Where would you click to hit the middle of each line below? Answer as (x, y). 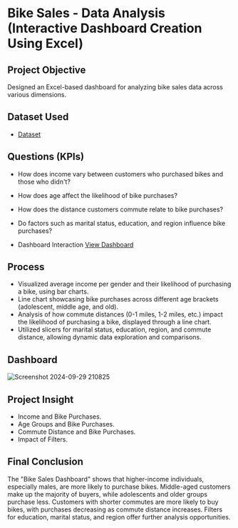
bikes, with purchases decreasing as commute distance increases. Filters (115, 509)
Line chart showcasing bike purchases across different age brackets (118, 299)
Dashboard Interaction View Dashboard (76, 244)
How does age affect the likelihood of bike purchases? (98, 195)
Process (26, 267)
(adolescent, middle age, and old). (68, 307)
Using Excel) (46, 44)
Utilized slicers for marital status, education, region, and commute (114, 329)
